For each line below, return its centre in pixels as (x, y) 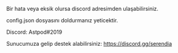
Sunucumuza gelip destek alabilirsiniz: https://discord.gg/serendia (89, 44)
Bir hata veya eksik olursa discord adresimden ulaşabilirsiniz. (83, 9)
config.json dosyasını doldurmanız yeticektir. (62, 20)
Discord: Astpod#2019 (34, 32)
